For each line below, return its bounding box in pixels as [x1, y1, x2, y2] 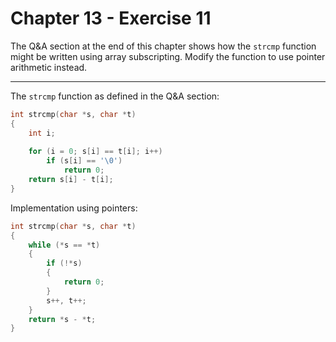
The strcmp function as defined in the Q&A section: [10, 90, 220, 102]
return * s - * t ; [28, 314, 97, 324]
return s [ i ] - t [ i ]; [28, 175, 114, 185]
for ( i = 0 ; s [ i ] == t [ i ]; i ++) [28, 147, 163, 157]
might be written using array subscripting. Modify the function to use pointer [10, 50, 326, 62]
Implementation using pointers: [10, 202, 138, 214]
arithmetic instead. [10, 61, 88, 73]
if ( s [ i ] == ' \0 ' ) [46, 156, 123, 166]
